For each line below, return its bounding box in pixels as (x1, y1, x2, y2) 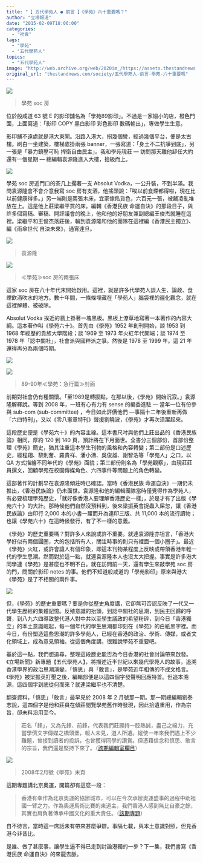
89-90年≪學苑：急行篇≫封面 (21, 380, 95, 388)
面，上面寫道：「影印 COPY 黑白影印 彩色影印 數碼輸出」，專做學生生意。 (6, 120, 186, 127)
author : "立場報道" (6, 15, 52, 21)
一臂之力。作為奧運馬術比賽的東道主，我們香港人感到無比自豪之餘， (26, 802, 196, 809)
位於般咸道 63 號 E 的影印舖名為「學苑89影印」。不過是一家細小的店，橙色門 (6, 113, 195, 120)
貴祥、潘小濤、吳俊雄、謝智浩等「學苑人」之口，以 (64, 452, 192, 459)
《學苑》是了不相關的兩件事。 (6, 576, 80, 583)
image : (6, 65, 23, 71)
